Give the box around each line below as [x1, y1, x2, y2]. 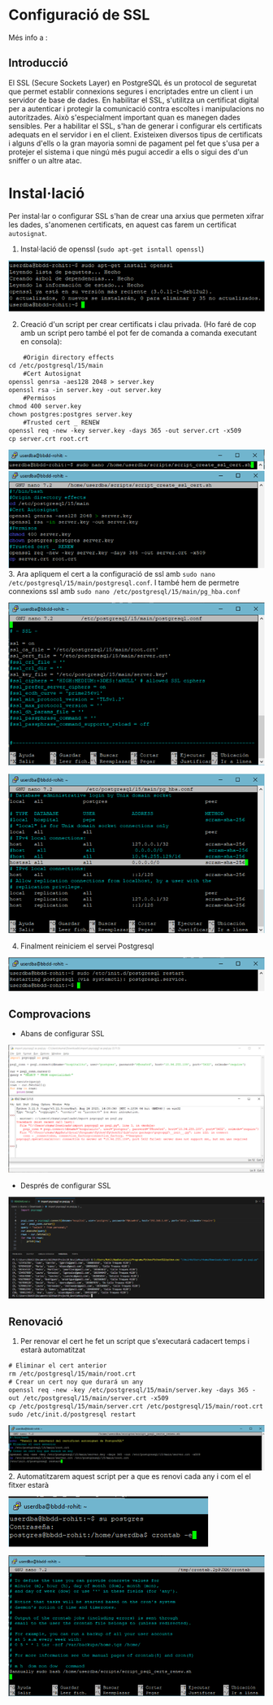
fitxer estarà [8, 1480, 50, 1489]
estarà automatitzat [19, 1345, 85, 1354]
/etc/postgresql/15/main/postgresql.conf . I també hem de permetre [8, 578, 240, 587]
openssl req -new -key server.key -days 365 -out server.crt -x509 [8, 426, 242, 434]
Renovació [8, 1315, 63, 1328]
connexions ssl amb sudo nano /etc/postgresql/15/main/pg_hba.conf [8, 586, 241, 595]
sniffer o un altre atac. [8, 155, 83, 165]
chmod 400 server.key [8, 402, 82, 410]
